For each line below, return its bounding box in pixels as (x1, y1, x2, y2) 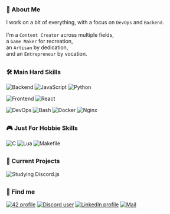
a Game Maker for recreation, (6, 38, 73, 45)
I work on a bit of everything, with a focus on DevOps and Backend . (6, 19, 164, 26)
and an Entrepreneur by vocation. (6, 50, 87, 58)
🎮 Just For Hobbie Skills (6, 124, 78, 132)
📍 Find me (6, 187, 35, 196)
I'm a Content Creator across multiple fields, (6, 31, 114, 39)
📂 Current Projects (6, 157, 60, 165)
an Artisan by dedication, (6, 44, 68, 51)
